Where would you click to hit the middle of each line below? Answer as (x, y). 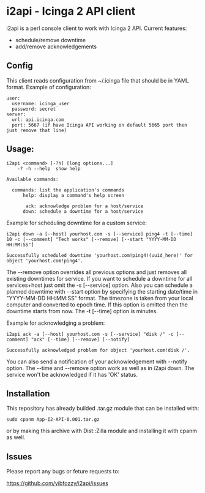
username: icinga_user (41, 103)
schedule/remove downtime (50, 40)
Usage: (20, 149)
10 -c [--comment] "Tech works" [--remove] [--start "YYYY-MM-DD (91, 239)
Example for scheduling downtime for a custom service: (77, 223)
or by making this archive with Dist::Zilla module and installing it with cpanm (102, 431)
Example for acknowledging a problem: (56, 323)
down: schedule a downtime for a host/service (83, 211)
